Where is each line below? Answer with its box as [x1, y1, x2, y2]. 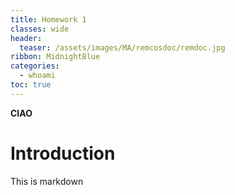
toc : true [10, 80, 52, 90]
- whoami [19, 71, 56, 81]
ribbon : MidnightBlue [10, 52, 101, 62]
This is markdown [10, 175, 84, 187]
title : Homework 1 [10, 14, 87, 25]
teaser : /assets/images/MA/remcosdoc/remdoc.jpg [19, 42, 226, 53]
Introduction [10, 142, 116, 165]
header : [10, 33, 43, 43]
